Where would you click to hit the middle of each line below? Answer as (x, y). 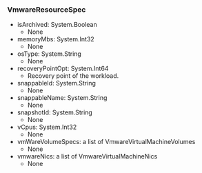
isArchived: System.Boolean (57, 25)
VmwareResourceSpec (47, 10)
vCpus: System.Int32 (47, 127)
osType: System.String (49, 54)
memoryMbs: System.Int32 (55, 39)
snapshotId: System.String (55, 112)
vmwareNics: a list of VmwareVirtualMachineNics (87, 156)
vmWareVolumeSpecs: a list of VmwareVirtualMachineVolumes (106, 142)
